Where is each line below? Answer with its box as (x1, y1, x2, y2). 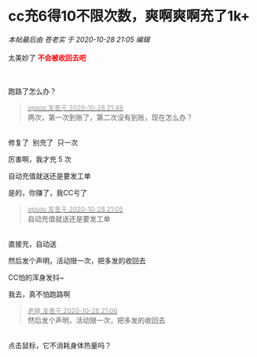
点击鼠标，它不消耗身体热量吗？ (8, 340, 112, 350)
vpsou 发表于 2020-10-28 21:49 (27, 103, 124, 112)
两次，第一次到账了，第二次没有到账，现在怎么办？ (27, 112, 193, 122)
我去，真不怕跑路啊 (8, 289, 71, 299)
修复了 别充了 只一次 (8, 137, 79, 147)
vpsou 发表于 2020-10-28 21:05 (27, 204, 123, 214)
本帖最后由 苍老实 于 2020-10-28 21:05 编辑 (8, 35, 150, 44)
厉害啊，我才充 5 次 (8, 154, 72, 164)
